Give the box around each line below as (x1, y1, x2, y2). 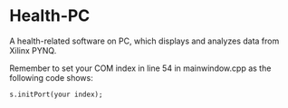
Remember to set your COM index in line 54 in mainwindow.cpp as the (9, 63, 272, 74)
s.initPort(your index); (9, 90, 103, 99)
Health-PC (9, 5, 91, 26)
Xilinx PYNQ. (9, 44, 57, 55)
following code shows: (9, 72, 93, 83)
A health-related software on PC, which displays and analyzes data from (9, 35, 280, 46)
